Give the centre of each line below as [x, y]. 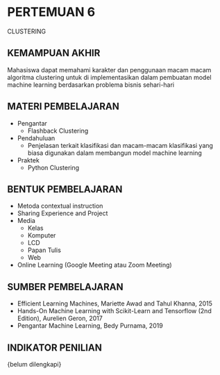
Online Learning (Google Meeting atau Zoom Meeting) [94, 265]
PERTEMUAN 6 [51, 12]
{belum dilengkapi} [34, 364]
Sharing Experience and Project [62, 213]
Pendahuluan [36, 138]
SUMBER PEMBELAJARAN [65, 286]
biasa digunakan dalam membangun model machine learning [115, 153]
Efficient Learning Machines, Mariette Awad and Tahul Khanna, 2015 [115, 303]
